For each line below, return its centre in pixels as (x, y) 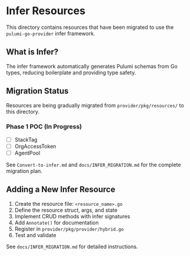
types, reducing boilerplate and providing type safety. (71, 73)
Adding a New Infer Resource (61, 190)
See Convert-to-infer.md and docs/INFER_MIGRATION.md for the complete (94, 165)
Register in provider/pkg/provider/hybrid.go (69, 229)
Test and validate (35, 235)
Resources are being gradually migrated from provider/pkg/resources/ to (95, 105)
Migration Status (37, 91)
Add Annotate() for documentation (56, 222)
